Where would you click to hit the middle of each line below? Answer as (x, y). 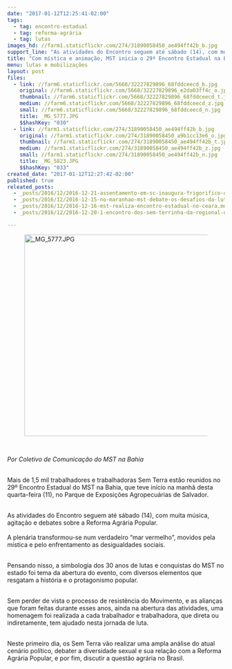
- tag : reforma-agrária (47, 33)
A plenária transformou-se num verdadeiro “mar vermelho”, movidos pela (111, 537)
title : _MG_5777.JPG (49, 116)
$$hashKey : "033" (45, 167)
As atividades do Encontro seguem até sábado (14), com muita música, (108, 515)
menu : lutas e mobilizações (48, 65)
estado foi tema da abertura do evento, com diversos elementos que (105, 572)
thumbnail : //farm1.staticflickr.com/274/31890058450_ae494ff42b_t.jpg (125, 142)
